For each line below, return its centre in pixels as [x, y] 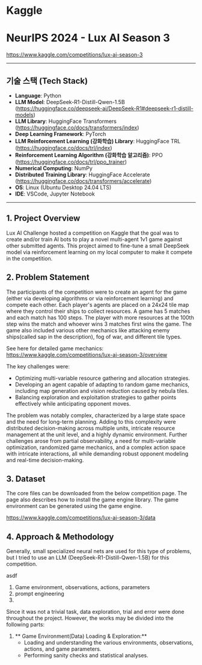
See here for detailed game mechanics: [55, 348]
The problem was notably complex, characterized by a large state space [96, 415]
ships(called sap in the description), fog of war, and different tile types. [94, 336]
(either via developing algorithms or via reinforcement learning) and [90, 298]
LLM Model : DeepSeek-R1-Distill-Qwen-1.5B [70, 102]
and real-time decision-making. [45, 460]
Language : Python [38, 95]
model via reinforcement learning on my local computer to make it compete [99, 252]
